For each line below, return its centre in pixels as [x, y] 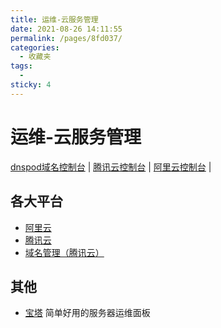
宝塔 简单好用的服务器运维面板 [87, 313]
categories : [35, 47]
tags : [21, 66]
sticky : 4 [31, 85]
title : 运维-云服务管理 [54, 19]
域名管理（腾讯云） [64, 252]
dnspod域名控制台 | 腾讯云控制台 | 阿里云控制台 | [111, 167]
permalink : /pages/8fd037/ [66, 38]
